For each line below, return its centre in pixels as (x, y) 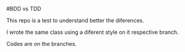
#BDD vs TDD (24, 9)
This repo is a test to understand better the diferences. (75, 20)
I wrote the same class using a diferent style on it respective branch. (92, 32)
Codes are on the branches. (42, 44)
